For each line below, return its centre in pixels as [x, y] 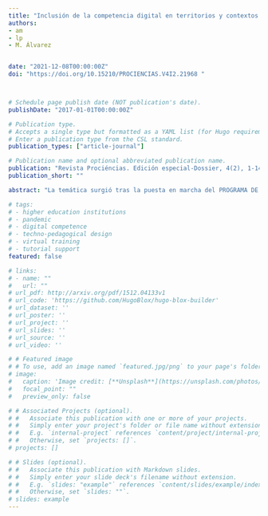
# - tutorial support [44, 249]
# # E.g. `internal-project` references [80, 433]
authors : [23, 23]
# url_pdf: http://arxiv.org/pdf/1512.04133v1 [87, 293]
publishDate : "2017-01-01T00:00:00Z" [71, 110]
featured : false [35, 256]
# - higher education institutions [67, 212]
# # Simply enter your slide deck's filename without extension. [123, 477]
